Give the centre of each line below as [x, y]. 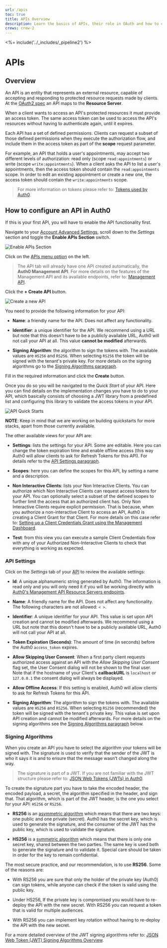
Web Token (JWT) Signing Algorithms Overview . [55, 940]
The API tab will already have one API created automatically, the [83, 266]
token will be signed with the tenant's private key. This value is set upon [86, 713]
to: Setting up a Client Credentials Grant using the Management [77, 522]
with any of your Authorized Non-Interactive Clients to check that [79, 543]
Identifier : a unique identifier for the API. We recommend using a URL [83, 330]
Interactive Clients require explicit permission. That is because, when [83, 507]
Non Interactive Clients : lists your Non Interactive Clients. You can [81, 485]
